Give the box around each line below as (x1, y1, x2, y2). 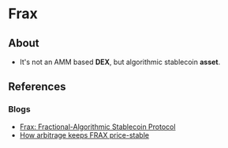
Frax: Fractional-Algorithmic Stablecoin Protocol (19, 122, 176, 131)
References (8, 80, 66, 93)
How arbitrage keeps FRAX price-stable (19, 130, 150, 139)
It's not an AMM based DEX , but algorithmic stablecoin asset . (19, 57, 221, 66)
